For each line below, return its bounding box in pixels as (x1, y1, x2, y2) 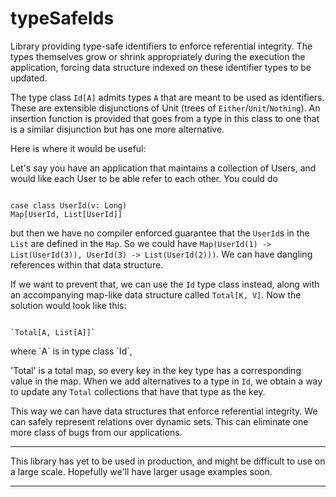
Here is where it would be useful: (10, 142, 147, 154)
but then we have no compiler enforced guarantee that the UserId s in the (10, 227, 310, 239)
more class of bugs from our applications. (10, 426, 183, 438)
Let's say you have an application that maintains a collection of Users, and (10, 162, 317, 174)
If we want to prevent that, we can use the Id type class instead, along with (10, 278, 320, 290)
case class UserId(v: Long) (10, 200, 128, 211)
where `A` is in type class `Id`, (10, 345, 133, 357)
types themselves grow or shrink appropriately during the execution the (10, 50, 306, 62)
